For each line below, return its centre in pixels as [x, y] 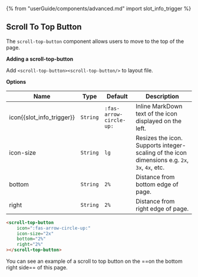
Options [16, 81]
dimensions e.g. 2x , [162, 160]
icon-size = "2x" [35, 233]
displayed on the [158, 121]
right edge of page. [162, 209]
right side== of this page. [37, 268]
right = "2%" [30, 245]
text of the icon [156, 113]
